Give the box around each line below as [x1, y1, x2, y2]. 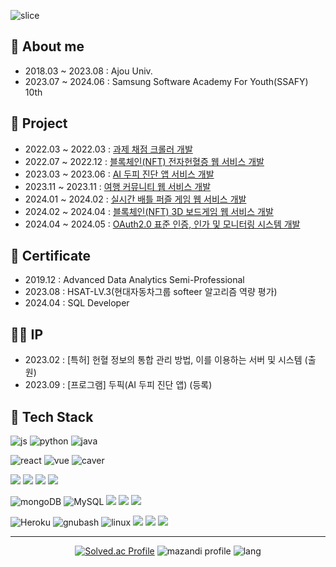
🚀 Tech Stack [10, 408, 94, 425]
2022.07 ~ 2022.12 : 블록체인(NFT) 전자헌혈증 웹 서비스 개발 [24, 155, 265, 167]
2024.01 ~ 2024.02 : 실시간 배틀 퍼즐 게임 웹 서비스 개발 [24, 193, 247, 205]
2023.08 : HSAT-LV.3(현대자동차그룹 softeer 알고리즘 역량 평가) [24, 286, 278, 298]
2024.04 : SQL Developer [24, 297, 130, 309]
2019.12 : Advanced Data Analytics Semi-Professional [24, 274, 245, 286]
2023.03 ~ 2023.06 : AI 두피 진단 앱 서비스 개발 [24, 168, 215, 180]
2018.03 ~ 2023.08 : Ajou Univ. [24, 65, 153, 77]
